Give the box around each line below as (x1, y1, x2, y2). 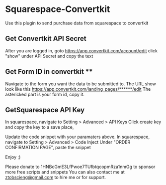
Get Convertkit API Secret (5, 34, 87, 43)
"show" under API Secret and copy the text (5, 53, 93, 59)
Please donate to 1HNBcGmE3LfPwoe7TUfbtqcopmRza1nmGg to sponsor (5, 164, 156, 170)
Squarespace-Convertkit (5, 3, 110, 15)
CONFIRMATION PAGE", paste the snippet (5, 145, 91, 151)
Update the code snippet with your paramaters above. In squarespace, (5, 134, 150, 140)
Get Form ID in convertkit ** (5, 67, 93, 76)
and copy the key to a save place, (5, 124, 74, 130)
